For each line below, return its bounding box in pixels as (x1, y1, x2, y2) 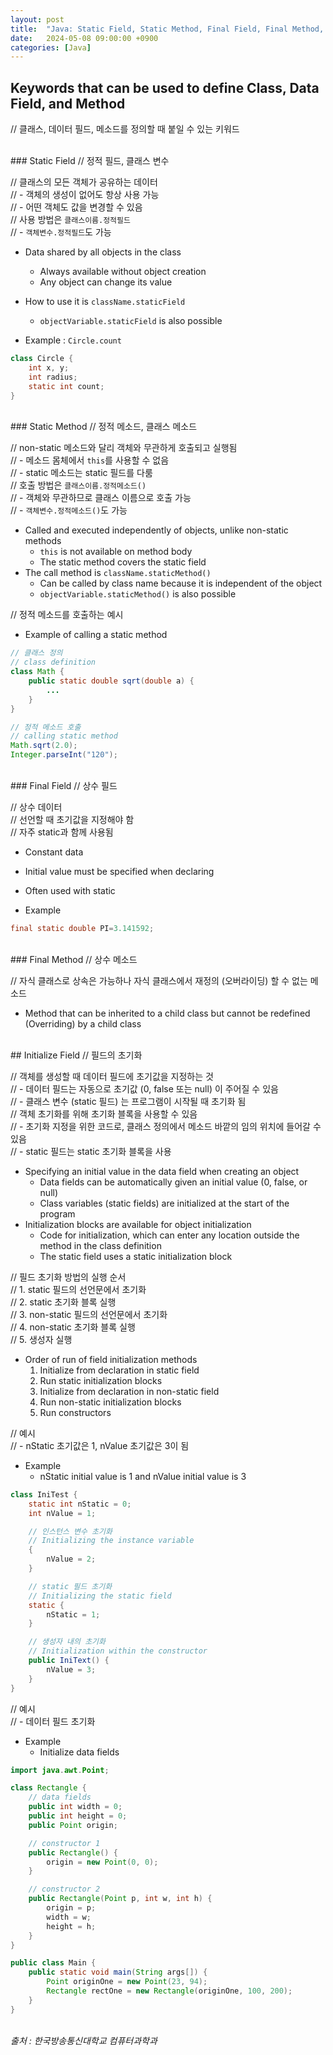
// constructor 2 (28, 1884, 101, 1895)
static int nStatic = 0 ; (28, 1499, 132, 1509)
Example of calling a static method (24, 629, 168, 641)
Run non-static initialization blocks (39, 1396, 182, 1408)
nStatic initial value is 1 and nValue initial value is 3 (39, 1470, 247, 1482)
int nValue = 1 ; (28, 1508, 97, 1518)
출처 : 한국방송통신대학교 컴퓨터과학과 (10, 2034, 158, 2046)
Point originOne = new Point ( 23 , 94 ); (46, 1977, 208, 1987)
